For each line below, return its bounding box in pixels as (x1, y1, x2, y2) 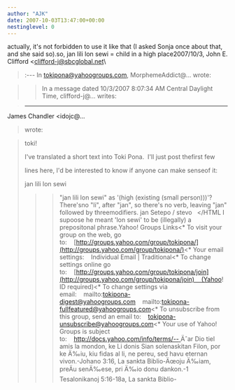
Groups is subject (59, 327, 111, 336)
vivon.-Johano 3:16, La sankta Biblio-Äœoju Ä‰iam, (59, 357, 211, 365)
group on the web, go (59, 230, 122, 239)
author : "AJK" (7, 10, 49, 18)
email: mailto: (59, 290, 104, 298)
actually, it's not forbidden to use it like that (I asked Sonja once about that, (7, 43, 223, 51)
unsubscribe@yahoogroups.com (59, 320, 154, 328)
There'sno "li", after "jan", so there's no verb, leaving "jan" (59, 201, 227, 209)
